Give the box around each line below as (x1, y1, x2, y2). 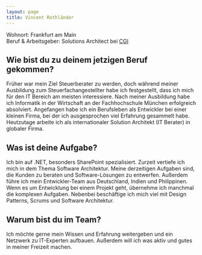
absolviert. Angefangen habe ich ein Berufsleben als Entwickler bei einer (6, 106, 187, 113)
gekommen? (6, 64, 54, 74)
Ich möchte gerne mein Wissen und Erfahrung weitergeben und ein (6, 230, 173, 238)
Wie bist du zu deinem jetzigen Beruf (6, 55, 148, 65)
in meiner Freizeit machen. (6, 243, 72, 250)
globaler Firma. (6, 125, 44, 133)
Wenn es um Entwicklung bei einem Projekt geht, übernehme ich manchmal (6, 184, 194, 192)
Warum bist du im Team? (6, 215, 101, 225)
